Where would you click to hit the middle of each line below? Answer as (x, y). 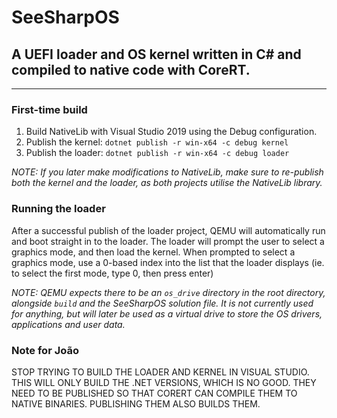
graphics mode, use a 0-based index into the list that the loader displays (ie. (168, 262)
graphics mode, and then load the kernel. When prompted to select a (153, 252)
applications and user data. (68, 324)
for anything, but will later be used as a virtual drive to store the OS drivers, (167, 313)
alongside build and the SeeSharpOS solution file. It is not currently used (162, 303)
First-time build (49, 109)
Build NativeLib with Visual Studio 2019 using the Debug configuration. (171, 132)
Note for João (45, 350)
